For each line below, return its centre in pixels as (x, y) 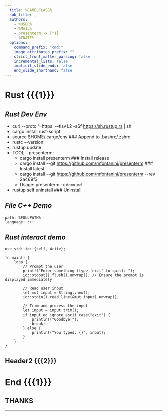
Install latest (32, 169)
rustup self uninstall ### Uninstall (47, 190)
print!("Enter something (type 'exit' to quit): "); (79, 271)
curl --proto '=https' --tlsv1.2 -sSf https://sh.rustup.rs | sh (72, 126)
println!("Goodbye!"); (55, 319)
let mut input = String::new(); (57, 293)
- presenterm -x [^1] (36, 33)
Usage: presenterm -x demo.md (51, 185)
